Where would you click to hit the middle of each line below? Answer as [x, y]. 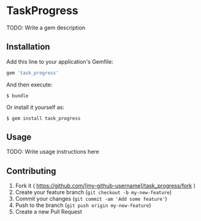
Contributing [31, 171]
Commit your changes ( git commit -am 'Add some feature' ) [91, 199]
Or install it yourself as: [35, 107]
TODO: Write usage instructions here [53, 152]
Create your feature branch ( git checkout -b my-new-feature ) [93, 192]
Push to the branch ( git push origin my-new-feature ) [83, 205]
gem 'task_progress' [33, 73]
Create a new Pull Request [49, 212]
